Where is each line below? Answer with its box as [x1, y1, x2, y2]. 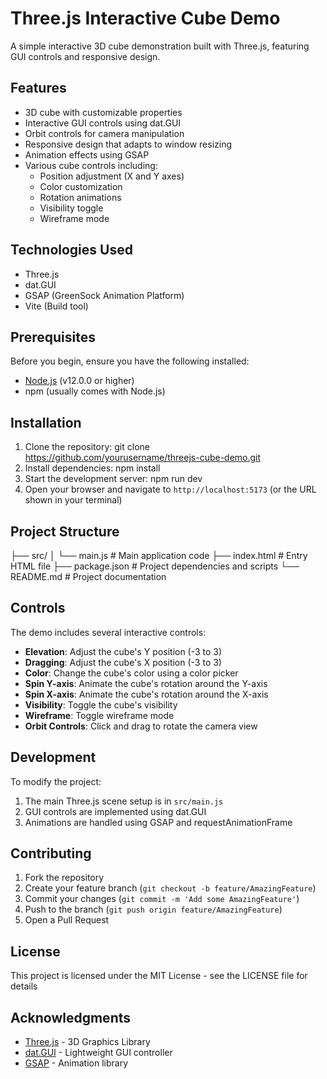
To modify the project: [10, 775, 102, 787]
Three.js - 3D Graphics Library [24, 1036, 151, 1048]
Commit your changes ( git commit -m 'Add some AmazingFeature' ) [24, 893, 300, 905]
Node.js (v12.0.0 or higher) [24, 375, 135, 387]
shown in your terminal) [24, 494, 123, 506]
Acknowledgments [10, 1009, 132, 1026]
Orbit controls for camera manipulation [24, 127, 185, 139]
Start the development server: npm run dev [24, 473, 203, 485]
